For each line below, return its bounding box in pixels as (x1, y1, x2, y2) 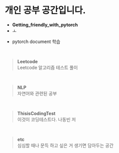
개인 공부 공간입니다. (5, 5, 86, 16)
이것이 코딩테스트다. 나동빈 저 (17, 116, 76, 122)
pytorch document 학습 (12, 39, 61, 45)
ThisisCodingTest (17, 110, 56, 117)
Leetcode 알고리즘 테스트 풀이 (17, 64, 78, 70)
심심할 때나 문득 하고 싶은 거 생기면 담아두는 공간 (17, 142, 114, 148)
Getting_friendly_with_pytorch (12, 21, 78, 28)
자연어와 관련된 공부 (17, 90, 57, 96)
